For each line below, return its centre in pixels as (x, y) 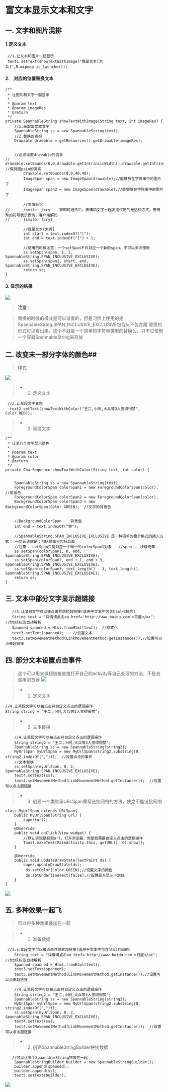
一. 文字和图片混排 (33, 30)
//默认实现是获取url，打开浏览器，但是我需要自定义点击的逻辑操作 (83, 838)
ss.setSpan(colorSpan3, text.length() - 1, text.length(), (77, 569)
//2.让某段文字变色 (25, 403)
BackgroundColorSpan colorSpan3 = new (55, 501)
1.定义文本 (16, 44)
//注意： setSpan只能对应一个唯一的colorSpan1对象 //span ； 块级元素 (85, 547)
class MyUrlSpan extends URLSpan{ (41, 811)
